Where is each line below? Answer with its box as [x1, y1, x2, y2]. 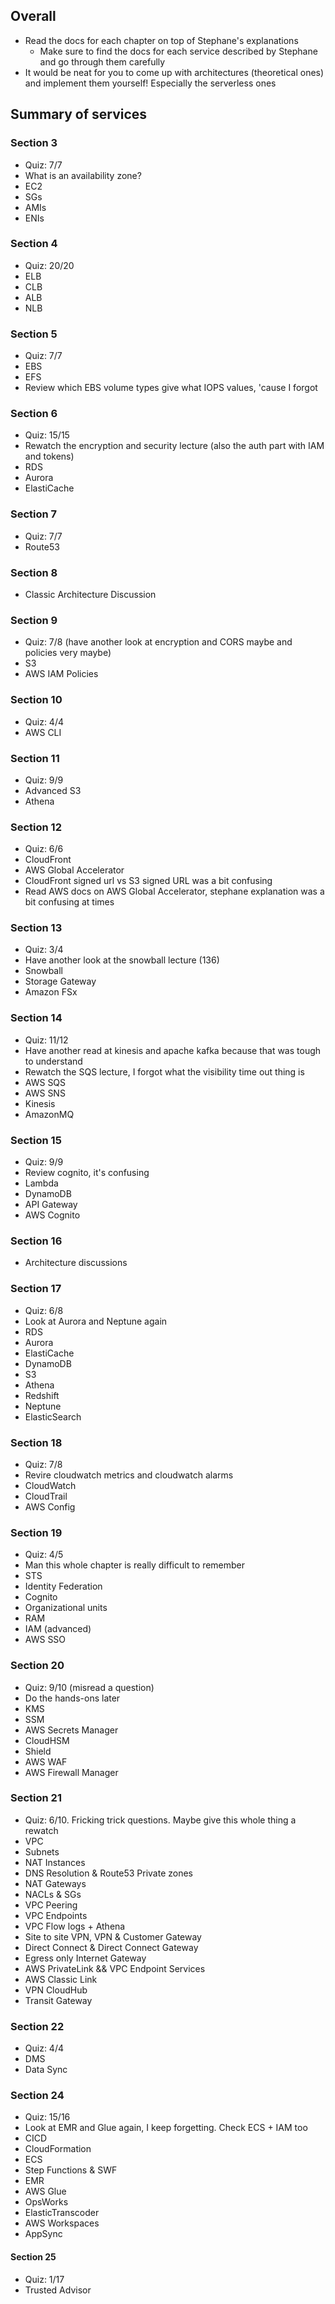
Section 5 [10, 327, 58, 341]
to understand [24, 1055, 83, 1067]
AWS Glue [24, 2185, 67, 2198]
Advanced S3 [24, 784, 82, 796]
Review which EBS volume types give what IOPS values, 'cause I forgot [24, 382, 318, 394]
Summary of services [10, 106, 148, 123]
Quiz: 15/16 [24, 2111, 71, 2123]
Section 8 [10, 565, 58, 579]
